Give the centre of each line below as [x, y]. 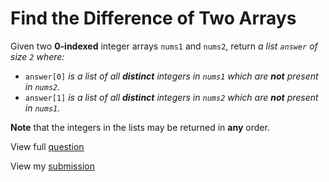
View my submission [52, 166]
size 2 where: [37, 56]
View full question [47, 146]
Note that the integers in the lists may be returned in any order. [140, 127]
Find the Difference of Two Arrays [153, 18]
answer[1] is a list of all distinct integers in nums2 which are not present [171, 97]
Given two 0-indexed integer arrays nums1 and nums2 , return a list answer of [164, 46]
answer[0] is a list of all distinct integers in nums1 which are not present [171, 76]
